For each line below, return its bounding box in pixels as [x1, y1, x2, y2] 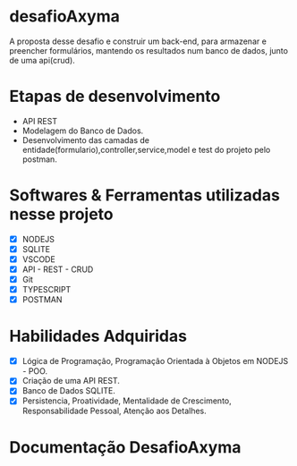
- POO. [21, 366, 47, 377]
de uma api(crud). [9, 55, 76, 65]
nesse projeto [9, 204, 114, 225]
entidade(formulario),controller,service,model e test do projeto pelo [21, 144, 271, 155]
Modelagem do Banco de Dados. [21, 125, 144, 136]
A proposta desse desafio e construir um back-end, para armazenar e [9, 36, 267, 47]
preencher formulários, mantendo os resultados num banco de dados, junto [9, 45, 289, 55]
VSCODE [21, 253, 55, 265]
